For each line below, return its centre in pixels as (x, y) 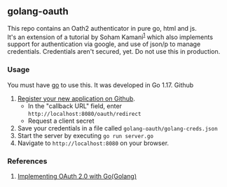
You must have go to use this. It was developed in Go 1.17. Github (101, 85)
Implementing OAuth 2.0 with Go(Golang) (77, 177)
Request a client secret (61, 121)
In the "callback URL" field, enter (75, 106)
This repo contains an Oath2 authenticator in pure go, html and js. (102, 28)
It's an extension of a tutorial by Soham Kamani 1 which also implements (110, 36)
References (27, 161)
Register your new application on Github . (76, 98)
